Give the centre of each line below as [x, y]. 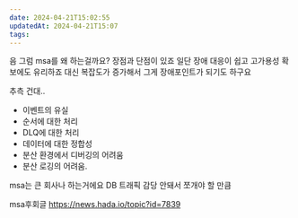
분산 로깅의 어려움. [55, 166]
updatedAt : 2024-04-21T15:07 [64, 26]
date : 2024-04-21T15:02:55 [60, 17]
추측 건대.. [27, 92]
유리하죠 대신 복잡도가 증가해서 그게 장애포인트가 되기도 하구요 [142, 72]
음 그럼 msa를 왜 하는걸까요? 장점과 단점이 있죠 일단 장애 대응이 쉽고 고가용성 [145, 61]
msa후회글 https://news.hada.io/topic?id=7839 [95, 205]
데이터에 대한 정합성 [57, 144]
